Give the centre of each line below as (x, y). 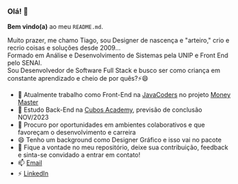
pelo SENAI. (25, 63)
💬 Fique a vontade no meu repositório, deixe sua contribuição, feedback (123, 147)
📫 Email (30, 163)
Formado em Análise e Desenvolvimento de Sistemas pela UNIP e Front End (118, 55)
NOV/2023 (33, 117)
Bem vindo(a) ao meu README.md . (55, 27)
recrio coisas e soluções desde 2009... (64, 48)
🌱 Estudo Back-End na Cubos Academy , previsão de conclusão (110, 110)
